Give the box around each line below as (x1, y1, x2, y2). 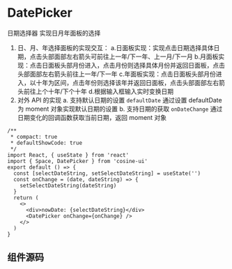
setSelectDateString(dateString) (20, 182, 117, 189)
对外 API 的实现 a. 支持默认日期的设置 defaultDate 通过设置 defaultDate (17, 95, 222, 104)
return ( (13, 194, 39, 201)
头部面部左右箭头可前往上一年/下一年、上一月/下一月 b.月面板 (41, 52, 219, 61)
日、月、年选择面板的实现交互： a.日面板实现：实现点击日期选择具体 (17, 43, 214, 52)
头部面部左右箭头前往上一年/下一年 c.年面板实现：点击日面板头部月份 (17, 70, 216, 78)
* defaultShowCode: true (10, 139, 82, 146)
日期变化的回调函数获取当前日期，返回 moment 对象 (17, 113, 167, 121)
